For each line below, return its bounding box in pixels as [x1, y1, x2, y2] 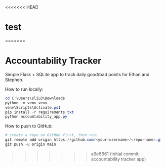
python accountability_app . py [5, 114, 68, 119]
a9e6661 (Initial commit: [91, 151, 140, 157]
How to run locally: [5, 86, 43, 92]
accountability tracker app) [91, 156, 146, 162]
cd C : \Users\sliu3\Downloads [5, 96, 65, 101]
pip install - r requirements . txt [5, 110, 74, 115]
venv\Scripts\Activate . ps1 [5, 105, 61, 110]
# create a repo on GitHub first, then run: [5, 133, 98, 138]
